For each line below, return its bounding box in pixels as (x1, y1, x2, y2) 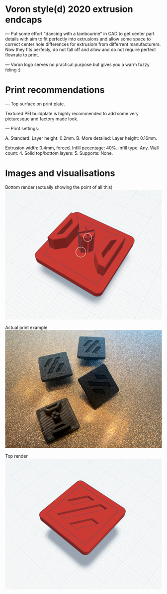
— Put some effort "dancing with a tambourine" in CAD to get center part (5, 30, 155, 36)
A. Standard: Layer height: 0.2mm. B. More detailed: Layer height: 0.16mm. (5, 135, 158, 141)
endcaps (5, 14, 42, 25)
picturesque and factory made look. (5, 116, 79, 122)
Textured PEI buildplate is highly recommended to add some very (5, 110, 139, 116)
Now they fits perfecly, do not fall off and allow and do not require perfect (5, 46, 156, 52)
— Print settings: (5, 125, 39, 131)
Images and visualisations (5, 168, 115, 179)
